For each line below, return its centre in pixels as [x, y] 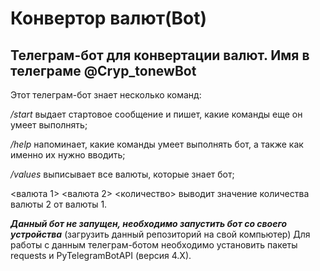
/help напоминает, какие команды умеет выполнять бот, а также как [157, 144]
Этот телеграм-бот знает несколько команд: [106, 95]
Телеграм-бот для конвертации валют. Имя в [160, 55]
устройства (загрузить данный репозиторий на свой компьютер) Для [160, 234]
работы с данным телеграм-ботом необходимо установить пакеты [154, 245]
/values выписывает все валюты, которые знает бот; [122, 174]
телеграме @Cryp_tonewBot [103, 70]
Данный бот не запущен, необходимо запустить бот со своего [149, 223]
